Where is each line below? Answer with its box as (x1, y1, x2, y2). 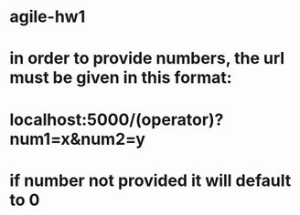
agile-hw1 (9, 6, 86, 27)
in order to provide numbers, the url (9, 48, 285, 69)
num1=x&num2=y (9, 128, 146, 149)
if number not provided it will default (9, 170, 292, 190)
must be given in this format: (9, 67, 232, 88)
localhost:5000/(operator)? (9, 109, 224, 129)
